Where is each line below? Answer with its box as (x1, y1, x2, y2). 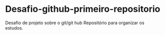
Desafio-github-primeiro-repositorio (5, 3, 160, 15)
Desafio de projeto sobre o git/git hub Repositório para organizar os (5, 20, 144, 26)
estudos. (5, 25, 23, 31)
